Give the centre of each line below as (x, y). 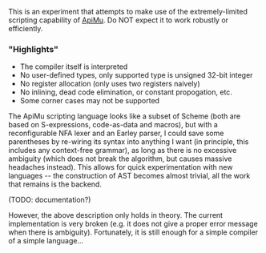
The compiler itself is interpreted (74, 66)
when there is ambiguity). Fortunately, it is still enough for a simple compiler (133, 232)
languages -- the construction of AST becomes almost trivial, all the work (129, 176)
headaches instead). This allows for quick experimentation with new (121, 167)
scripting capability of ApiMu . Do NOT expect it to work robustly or (119, 20)
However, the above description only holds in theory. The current (115, 215)
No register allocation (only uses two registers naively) (110, 84)
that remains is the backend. (55, 184)
